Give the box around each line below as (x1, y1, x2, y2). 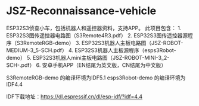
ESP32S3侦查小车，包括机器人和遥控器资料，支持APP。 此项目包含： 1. (6, 24, 182, 31)
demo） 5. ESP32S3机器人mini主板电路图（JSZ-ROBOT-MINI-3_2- (6, 54, 170, 61)
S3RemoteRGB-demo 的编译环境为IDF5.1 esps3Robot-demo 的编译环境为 (6, 74, 186, 81)
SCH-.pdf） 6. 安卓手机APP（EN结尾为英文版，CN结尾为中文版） (6, 61, 167, 69)
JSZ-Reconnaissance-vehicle (6, 4, 157, 18)
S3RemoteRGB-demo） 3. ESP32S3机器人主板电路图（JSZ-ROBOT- (16, 39, 184, 46)
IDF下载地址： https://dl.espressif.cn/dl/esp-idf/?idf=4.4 (6, 93, 143, 100)
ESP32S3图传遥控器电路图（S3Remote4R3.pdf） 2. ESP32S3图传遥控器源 (6, 31, 188, 39)
